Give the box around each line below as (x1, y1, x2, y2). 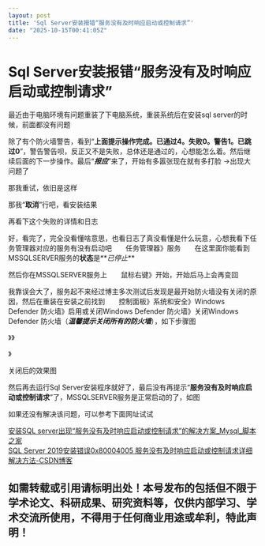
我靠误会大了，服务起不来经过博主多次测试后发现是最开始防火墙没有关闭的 (8, 287, 250, 296)
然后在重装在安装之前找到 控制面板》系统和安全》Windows (21, 297, 226, 307)
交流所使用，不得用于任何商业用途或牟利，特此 (18, 510, 247, 524)
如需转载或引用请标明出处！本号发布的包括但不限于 (8, 481, 257, 495)
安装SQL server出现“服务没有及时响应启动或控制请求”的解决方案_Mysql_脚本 (8, 426, 256, 435)
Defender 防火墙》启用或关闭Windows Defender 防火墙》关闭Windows (8, 307, 239, 316)
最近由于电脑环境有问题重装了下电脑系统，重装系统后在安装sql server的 (8, 110, 241, 119)
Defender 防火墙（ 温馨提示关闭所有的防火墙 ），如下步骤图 (8, 317, 196, 326)
